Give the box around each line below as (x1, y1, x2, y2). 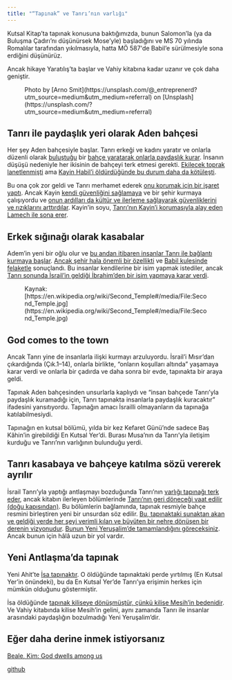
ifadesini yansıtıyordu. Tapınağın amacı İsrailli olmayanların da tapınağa (7, 403, 209, 411)
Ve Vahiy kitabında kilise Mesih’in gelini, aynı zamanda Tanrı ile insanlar (7, 605, 209, 614)
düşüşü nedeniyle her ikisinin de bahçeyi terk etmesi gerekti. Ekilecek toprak (7, 161, 225, 169)
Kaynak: (24, 285, 48, 293)
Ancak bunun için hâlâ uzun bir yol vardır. (7, 531, 125, 540)
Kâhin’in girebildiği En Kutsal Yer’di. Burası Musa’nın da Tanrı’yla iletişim (7, 431, 210, 440)
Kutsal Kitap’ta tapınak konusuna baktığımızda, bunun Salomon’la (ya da (7, 29, 212, 37)
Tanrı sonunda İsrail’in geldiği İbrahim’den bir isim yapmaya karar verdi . (7, 271, 209, 280)
